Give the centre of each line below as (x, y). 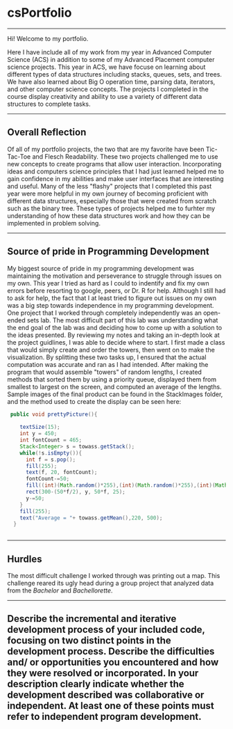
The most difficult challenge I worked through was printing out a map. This (114, 575)
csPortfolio (40, 13)
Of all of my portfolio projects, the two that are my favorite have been (106, 149)
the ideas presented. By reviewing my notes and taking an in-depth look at (113, 335)
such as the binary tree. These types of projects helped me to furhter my (111, 208)
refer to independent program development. (105, 717)
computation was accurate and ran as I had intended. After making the (108, 364)
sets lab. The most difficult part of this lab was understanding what (122, 320)
